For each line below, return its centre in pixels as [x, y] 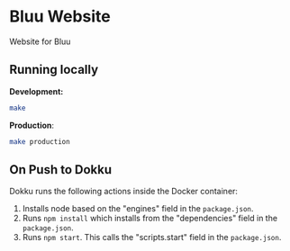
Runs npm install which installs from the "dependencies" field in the [150, 219]
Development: [36, 91]
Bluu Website [60, 17]
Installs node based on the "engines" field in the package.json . [138, 209]
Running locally [54, 70]
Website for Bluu [40, 41]
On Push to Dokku [61, 170]
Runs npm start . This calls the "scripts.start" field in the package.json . [152, 238]
